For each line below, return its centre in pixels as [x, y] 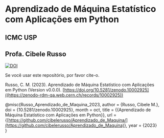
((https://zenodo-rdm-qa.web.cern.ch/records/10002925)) [64, 95]
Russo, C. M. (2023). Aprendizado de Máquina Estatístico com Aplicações [80, 85]
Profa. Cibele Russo [36, 54]
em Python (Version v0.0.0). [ [35, 90]
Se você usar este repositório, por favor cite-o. [52, 75]
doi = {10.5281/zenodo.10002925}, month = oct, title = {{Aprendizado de [78, 110]
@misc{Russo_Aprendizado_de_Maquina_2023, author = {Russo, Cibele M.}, [82, 105]
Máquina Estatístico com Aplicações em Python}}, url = [61, 115]
